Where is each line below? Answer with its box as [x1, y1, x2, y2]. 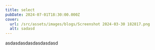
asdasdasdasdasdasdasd [5, 40, 58, 46]
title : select [5, 7, 35, 13]
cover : [5, 17, 19, 22]
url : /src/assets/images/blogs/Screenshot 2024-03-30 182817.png [10, 21, 150, 27]
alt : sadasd [10, 26, 35, 31]
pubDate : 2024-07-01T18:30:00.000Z [5, 12, 80, 17]
